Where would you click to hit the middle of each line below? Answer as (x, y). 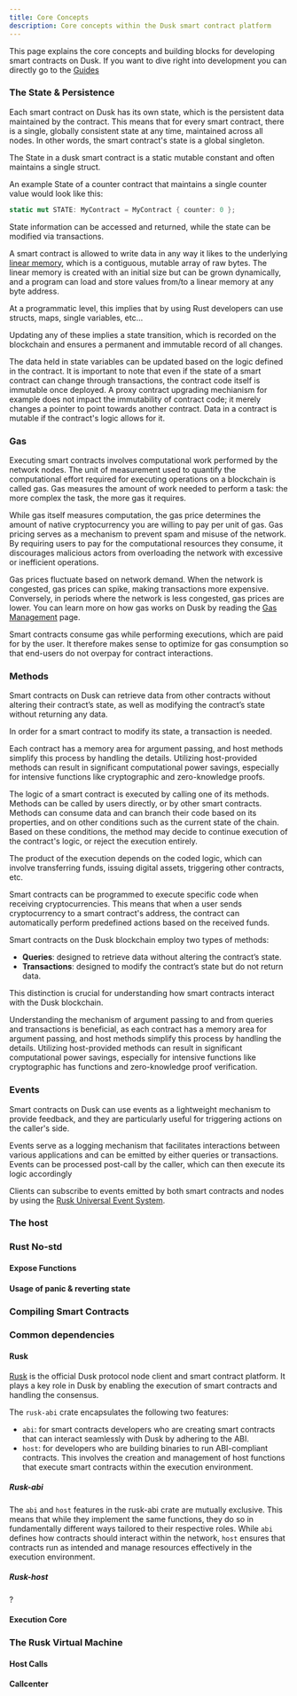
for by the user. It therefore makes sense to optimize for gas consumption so (149, 643)
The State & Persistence (62, 92)
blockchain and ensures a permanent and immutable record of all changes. (146, 344)
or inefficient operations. (54, 562)
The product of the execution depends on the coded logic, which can (136, 859)
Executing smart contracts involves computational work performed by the (144, 460)
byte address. (34, 291)
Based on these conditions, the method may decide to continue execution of (148, 832)
